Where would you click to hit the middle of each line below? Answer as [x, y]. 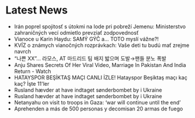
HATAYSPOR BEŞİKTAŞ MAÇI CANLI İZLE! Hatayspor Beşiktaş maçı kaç [101, 77]
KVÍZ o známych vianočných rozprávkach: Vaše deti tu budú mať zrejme [102, 45]
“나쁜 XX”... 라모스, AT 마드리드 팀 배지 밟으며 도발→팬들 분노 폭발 [90, 58]
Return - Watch [32, 71]
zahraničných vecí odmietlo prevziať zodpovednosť [76, 32]
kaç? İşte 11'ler [32, 83]
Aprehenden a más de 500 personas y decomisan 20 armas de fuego [98, 109]
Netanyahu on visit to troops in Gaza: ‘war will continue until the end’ [97, 102]
